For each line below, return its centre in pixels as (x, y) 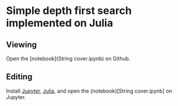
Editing (19, 77)
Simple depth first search (69, 11)
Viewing (21, 45)
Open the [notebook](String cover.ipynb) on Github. (68, 59)
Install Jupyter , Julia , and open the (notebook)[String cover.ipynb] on (89, 91)
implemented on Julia (60, 23)
